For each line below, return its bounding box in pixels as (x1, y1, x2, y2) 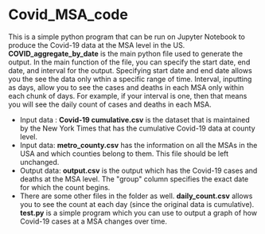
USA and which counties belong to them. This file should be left (19, 149, 229, 158)
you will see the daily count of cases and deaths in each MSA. (8, 99, 212, 109)
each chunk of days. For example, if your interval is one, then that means (8, 91, 247, 100)
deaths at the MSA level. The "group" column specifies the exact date (19, 174, 249, 184)
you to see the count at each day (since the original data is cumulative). (19, 199, 255, 209)
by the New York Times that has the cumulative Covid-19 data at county (19, 123, 256, 133)
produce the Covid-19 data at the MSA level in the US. (8, 40, 185, 49)
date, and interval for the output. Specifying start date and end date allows (8, 65, 252, 75)
